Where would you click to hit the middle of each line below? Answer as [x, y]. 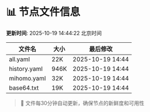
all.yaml [20, 59]
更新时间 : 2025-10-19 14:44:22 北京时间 [54, 33]
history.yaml [26, 69]
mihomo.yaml [27, 78]
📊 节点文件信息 [43, 12]
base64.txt [24, 87]
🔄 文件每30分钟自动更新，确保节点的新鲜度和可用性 [82, 103]
